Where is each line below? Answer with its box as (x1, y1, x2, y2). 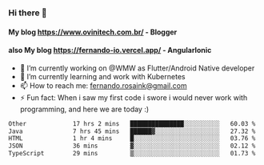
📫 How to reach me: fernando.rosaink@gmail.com (19, 80, 187, 91)
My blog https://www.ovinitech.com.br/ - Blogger (8, 27, 178, 37)
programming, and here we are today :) (19, 104, 150, 114)
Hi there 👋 (8, 7, 48, 18)
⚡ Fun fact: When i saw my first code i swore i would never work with (19, 92, 248, 103)
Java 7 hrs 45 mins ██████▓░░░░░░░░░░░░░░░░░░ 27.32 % (8, 127, 256, 135)
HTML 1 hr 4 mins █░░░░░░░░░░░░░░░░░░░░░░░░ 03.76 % (8, 135, 256, 143)
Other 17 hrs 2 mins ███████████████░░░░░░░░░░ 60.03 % (8, 119, 256, 127)
